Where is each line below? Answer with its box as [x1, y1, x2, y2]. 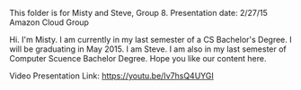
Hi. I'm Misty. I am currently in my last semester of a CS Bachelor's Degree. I [9, 35, 292, 45]
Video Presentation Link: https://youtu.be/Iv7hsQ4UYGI [9, 70, 214, 81]
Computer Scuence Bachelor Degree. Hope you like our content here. [9, 53, 267, 63]
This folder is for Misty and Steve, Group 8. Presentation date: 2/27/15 [9, 8, 268, 18]
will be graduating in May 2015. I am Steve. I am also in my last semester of [9, 44, 288, 54]
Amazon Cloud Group [9, 17, 90, 28]
